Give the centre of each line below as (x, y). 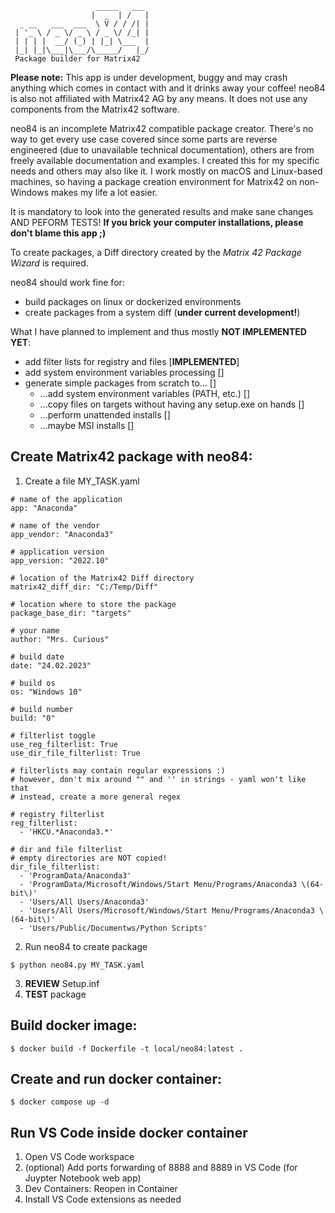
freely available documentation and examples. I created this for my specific (165, 160)
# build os (33, 683)
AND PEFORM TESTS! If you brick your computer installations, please (157, 222)
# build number (42, 709)
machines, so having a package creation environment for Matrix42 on (154, 181)
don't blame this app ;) (58, 233)
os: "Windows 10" (46, 692)
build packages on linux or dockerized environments (133, 301)
